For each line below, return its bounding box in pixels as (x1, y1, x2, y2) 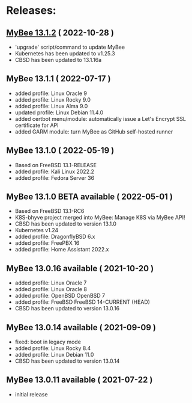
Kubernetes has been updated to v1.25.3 (14, 50, 115, 57)
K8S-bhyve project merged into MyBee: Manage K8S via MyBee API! (14, 214, 185, 221)
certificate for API (14, 122, 59, 129)
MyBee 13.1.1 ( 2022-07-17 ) (6, 73, 111, 84)
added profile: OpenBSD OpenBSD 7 (14, 292, 106, 300)
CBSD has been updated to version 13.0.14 (14, 357, 120, 365)
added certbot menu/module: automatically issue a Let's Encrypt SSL (14, 115, 187, 122)
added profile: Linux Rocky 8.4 (14, 345, 91, 352)
